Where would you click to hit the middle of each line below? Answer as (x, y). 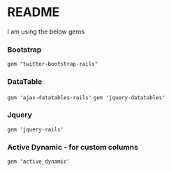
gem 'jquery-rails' (36, 129)
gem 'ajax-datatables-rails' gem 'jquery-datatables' (86, 98)
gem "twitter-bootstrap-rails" (53, 64)
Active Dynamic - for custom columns (73, 147)
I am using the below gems (46, 31)
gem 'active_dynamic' (39, 162)
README (34, 12)
